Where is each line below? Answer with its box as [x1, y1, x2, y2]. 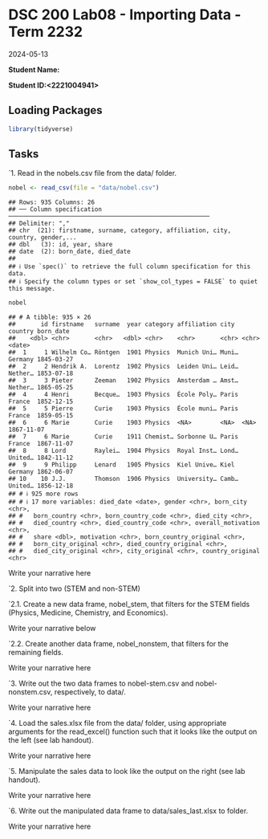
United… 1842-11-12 [8, 454, 74, 462]
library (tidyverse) [8, 124, 74, 133]
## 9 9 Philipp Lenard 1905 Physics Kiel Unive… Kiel [8, 461, 235, 469]
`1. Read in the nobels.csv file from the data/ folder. [8, 169, 177, 178]
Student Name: [8, 64, 60, 74]
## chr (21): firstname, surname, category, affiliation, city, [8, 226, 231, 234]
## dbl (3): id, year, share [8, 241, 113, 249]
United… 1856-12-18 [8, 482, 74, 491]
